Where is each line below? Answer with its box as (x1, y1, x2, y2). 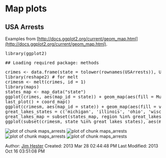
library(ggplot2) (5, 51, 47, 56)
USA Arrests (5, 23, 44, 31)
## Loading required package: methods (5, 60, 99, 65)
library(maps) (5, 84, 40, 90)
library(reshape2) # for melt (5, 74, 79, 80)
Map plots (5, 3, 47, 14)
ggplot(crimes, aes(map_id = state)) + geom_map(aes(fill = (5, 94, 154, 100)
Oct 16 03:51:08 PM (5, 148, 45, 154)
